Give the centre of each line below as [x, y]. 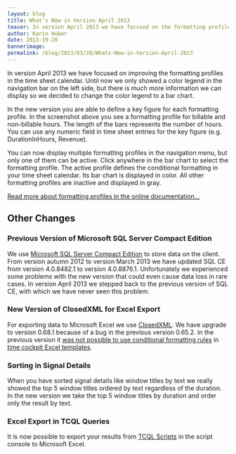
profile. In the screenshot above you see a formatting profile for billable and [117, 116]
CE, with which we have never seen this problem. [78, 291]
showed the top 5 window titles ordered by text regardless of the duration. [115, 389]
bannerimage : [26, 46]
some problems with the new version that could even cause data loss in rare [118, 276]
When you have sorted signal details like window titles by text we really [110, 381]
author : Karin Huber [38, 33]
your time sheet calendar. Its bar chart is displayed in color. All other [106, 175]
